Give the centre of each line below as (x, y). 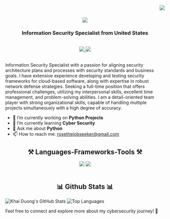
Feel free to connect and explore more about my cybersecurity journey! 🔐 (82, 211)
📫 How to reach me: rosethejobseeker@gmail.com (66, 134)
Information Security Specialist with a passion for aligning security (74, 65)
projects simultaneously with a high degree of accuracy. (64, 108)
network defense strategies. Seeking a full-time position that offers (75, 87)
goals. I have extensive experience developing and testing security (75, 76)
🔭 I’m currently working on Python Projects (58, 118)
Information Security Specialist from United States (85, 33)
